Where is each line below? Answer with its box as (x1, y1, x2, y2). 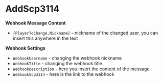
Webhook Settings (5, 45, 46, 51)
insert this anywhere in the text (12, 35, 78, 41)
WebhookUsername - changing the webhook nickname (12, 54, 122, 61)
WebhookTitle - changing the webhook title (12, 60, 102, 66)
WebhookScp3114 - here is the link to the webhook (12, 71, 114, 77)
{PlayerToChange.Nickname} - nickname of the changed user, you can (12, 30, 158, 36)
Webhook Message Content (5, 20, 66, 26)
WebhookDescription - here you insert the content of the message (12, 66, 150, 72)
